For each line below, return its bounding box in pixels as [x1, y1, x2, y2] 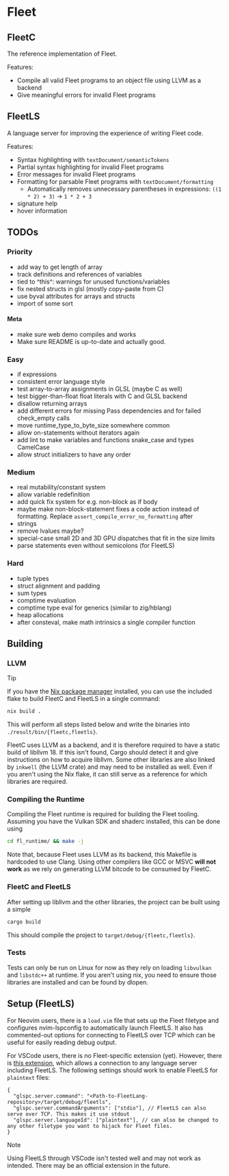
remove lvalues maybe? [16, 527, 84, 535]
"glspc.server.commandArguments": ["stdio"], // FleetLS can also [13, 1105, 206, 1111]
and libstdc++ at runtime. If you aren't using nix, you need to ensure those [7, 971, 217, 979]
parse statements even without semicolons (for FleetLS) [16, 542, 175, 550]
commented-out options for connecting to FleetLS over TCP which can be [7, 1030, 215, 1039]
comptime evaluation [16, 596, 77, 604]
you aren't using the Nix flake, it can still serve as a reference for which [7, 770, 207, 779]
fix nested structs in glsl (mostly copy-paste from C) [16, 284, 164, 292]
